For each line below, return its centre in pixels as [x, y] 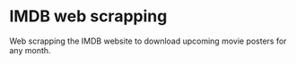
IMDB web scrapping [88, 16]
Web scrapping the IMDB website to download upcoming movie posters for [148, 41]
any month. [30, 50]
